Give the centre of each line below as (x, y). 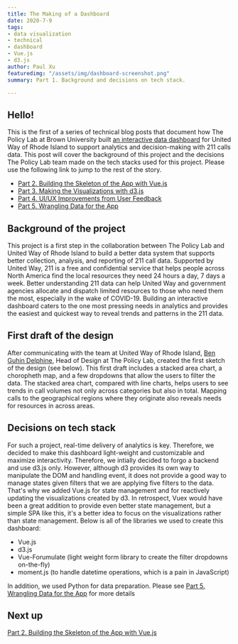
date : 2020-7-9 (30, 21)
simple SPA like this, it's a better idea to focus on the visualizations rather (114, 513)
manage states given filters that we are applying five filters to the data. (111, 483)
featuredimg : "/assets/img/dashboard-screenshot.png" (89, 73)
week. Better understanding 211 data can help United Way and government (117, 283)
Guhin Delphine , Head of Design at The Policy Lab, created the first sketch (116, 360)
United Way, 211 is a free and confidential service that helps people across (116, 268)
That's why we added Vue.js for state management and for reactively (108, 490)
